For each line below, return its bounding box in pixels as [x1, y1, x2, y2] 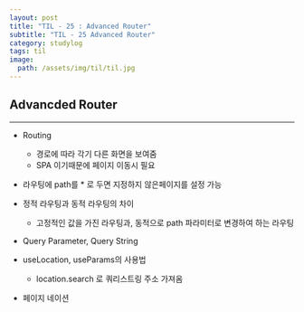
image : [9, 55, 34, 64]
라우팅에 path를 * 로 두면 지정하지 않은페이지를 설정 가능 [22, 178, 223, 190]
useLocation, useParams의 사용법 [22, 254, 147, 265]
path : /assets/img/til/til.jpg [17, 64, 136, 73]
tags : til [9, 47, 47, 56]
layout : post [9, 13, 59, 23]
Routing [22, 129, 52, 140]
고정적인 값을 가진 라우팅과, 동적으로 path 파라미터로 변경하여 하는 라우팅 [35, 217, 294, 228]
